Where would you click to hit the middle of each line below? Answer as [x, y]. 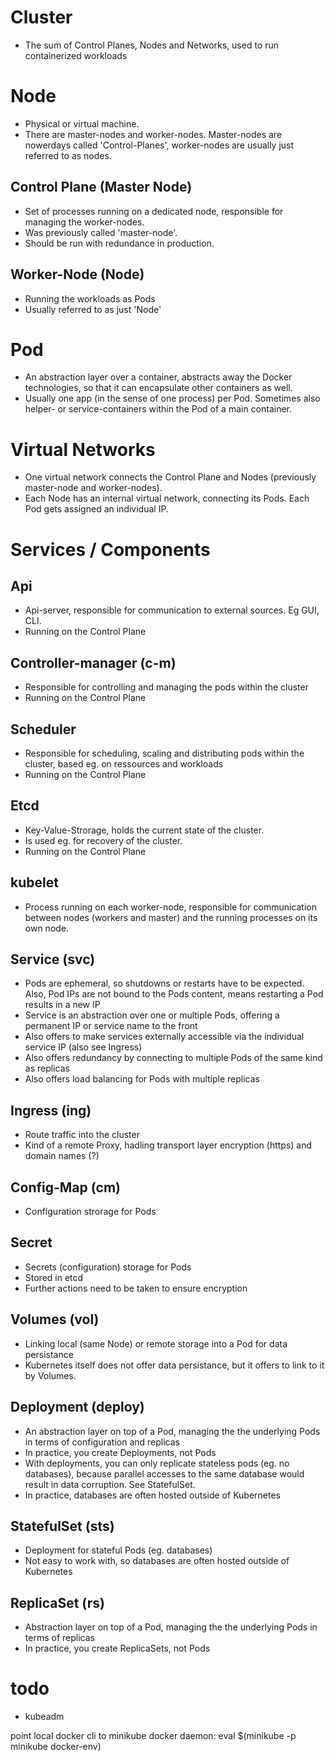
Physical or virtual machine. [82, 123]
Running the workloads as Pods [90, 298]
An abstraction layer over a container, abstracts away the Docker [158, 377]
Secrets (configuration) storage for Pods [108, 1267]
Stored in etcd [54, 1277]
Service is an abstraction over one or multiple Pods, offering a [152, 1015]
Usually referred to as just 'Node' [93, 309]
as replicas [47, 1068]
